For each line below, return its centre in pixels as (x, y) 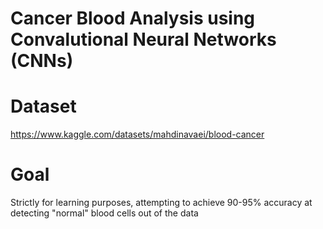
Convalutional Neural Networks (143, 39)
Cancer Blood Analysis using (133, 18)
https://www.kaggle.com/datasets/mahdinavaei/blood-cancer (137, 134)
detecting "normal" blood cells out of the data (104, 213)
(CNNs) (42, 61)
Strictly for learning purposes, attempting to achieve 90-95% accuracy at (161, 203)
